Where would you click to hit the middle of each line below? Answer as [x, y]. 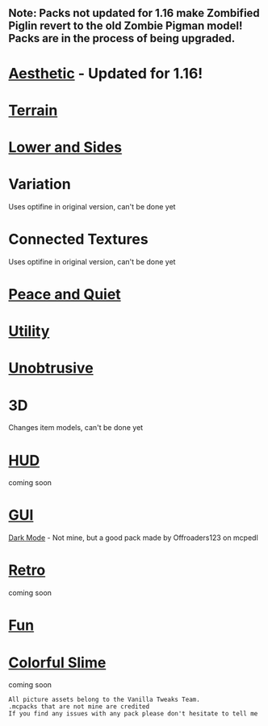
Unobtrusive [51, 368]
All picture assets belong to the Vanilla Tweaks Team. [104, 700]
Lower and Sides [65, 147]
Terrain [33, 110]
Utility [29, 331]
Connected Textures [78, 240]
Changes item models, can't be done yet [76, 428]
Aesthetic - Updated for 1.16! [106, 73]
